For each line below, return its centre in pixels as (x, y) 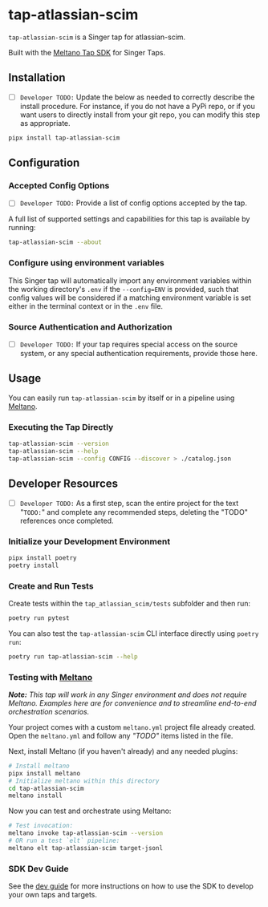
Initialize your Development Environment (89, 541)
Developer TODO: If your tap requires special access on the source (129, 344)
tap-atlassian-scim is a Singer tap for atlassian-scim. (97, 37)
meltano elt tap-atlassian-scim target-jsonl (85, 848)
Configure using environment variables (86, 263)
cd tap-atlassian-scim (46, 788)
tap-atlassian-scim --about (55, 242)
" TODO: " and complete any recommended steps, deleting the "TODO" (134, 512)
